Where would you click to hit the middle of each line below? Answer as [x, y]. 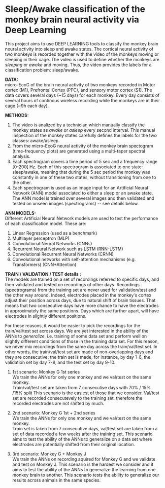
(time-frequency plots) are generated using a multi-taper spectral [79, 151]
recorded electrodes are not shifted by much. [58, 403]
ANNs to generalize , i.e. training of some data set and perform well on [76, 336]
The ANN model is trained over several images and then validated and [83, 198]
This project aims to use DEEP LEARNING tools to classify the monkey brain [82, 43]
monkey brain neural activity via [72, 19]
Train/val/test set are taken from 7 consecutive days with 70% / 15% [82, 387]
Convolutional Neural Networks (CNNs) [52, 243]
